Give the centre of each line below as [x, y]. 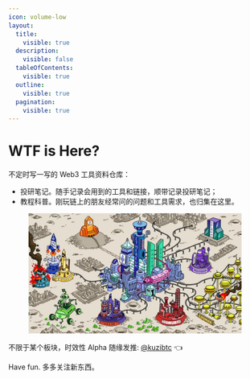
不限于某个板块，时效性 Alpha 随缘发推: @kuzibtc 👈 [96, 347]
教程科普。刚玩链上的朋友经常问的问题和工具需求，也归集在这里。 [129, 202]
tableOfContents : [45, 68]
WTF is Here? [54, 151]
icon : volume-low [37, 17]
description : [37, 51]
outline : [30, 84]
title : [27, 34]
